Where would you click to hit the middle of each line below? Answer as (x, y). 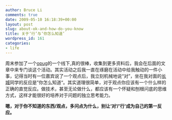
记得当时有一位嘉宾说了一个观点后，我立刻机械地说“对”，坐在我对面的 (88, 76)
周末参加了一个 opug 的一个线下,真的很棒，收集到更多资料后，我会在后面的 (83, 63)
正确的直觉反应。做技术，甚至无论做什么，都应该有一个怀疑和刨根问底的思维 (86, 89)
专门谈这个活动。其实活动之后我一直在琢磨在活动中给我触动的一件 (88, 69)
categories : (18, 43)
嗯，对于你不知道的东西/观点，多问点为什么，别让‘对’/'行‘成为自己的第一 (81, 106)
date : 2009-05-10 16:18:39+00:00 (41, 19)
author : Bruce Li (24, 10)
